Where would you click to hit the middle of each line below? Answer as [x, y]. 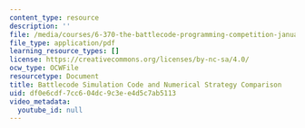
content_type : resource [54, 18]
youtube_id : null [50, 110]
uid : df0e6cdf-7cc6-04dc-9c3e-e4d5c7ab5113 [93, 93]
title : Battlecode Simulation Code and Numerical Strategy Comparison [146, 85]
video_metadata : [40, 101]
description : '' [40, 26]
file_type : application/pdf [63, 43]
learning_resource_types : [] [64, 51]
